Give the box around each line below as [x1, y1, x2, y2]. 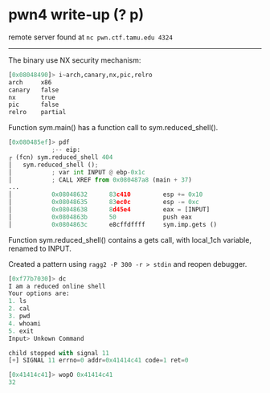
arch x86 [8, 78, 52, 86]
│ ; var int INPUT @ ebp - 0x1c [8, 168, 146, 176]
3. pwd [8, 312, 31, 321]
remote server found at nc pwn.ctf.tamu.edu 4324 [8, 32, 173, 42]
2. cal [8, 305, 31, 313]
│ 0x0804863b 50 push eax [8, 213, 193, 221]
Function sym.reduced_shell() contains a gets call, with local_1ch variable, [8, 235, 252, 244]
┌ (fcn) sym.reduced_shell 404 [8, 153, 113, 162]
